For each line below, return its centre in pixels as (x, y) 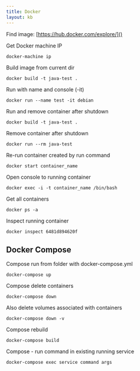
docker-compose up (29, 275)
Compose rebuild (27, 329)
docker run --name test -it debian (50, 100)
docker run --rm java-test (39, 144)
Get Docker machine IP (34, 46)
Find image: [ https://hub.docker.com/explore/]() (64, 34)
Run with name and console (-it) (45, 89)
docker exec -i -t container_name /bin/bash (62, 188)
